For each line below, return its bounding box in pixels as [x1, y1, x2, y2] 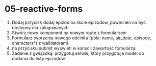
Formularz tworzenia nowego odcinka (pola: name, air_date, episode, [11, 35, 152, 41]
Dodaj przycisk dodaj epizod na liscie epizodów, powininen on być [11, 19, 146, 25]
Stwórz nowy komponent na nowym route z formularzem [11, 30, 127, 35]
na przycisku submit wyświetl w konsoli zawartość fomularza [11, 45, 136, 51]
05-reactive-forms [4, 3, 83, 15]
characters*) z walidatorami [11, 40, 68, 46]
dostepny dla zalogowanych [11, 24, 69, 30]
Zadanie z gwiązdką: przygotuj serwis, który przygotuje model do [11, 50, 144, 56]
